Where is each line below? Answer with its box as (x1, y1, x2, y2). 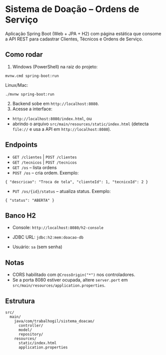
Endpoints (5, 141, 38, 149)
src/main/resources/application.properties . (12, 282, 106, 288)
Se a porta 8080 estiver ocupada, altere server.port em (12, 277, 128, 283)
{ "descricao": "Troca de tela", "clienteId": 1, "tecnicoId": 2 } (5, 179, 149, 184)
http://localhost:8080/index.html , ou (12, 115, 92, 121)
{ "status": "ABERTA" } (5, 198, 55, 203)
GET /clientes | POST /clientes (12, 154, 77, 160)
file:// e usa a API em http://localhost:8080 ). (12, 126, 111, 132)
